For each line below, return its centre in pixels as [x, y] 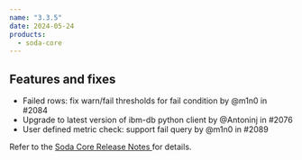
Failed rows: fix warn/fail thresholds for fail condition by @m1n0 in [145, 101]
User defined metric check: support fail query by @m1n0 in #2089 [145, 129]
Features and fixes [63, 79]
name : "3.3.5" [36, 18]
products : [28, 34]
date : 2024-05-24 [42, 26]
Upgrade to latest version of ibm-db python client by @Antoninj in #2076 [157, 120]
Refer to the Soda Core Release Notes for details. [101, 147]
